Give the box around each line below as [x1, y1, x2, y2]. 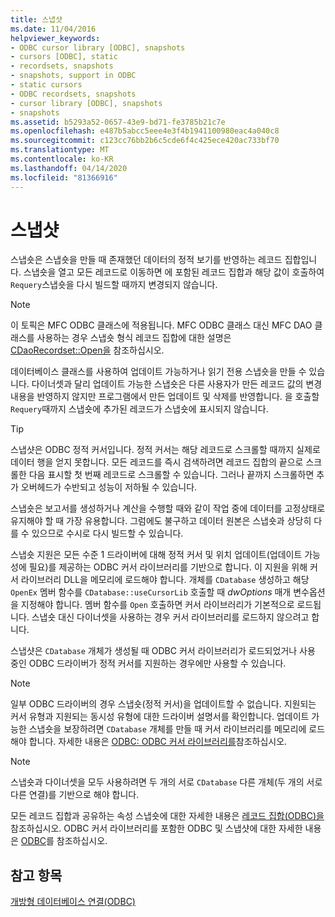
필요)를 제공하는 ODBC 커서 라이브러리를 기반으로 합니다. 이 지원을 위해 [28, 561, 308, 573]
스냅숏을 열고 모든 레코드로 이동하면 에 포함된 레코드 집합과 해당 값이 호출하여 [23, 266, 325, 278]
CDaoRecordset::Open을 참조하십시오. [10, 344, 165, 356]
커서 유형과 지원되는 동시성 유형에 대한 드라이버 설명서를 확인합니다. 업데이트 [10, 711, 310, 723]
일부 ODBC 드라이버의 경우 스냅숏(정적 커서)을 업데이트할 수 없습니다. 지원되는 [10, 698, 317, 710]
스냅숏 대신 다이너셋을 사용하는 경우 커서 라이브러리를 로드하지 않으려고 [31, 611, 310, 623]
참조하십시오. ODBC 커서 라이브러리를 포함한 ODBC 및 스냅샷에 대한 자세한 [10, 822, 303, 835]
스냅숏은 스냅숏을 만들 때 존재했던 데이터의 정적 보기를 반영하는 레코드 [10, 254, 283, 266]
